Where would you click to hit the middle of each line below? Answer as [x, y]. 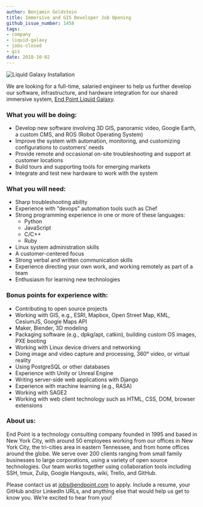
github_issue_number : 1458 [40, 23]
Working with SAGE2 [41, 392]
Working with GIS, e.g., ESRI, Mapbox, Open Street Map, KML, [92, 315]
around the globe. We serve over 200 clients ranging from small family [94, 454]
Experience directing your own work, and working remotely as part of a [104, 267]
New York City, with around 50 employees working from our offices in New [100, 440]
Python [33, 222]
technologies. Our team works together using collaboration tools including [99, 466]
